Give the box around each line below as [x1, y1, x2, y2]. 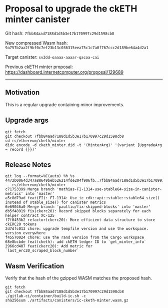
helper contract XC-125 [5, 213, 55, 218]
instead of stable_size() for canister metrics [5, 200, 106, 205]
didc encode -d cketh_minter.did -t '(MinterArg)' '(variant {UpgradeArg [5, 142, 162, 148]
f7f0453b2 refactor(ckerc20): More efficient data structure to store [5, 217, 155, 223]
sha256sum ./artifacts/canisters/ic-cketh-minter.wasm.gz [5, 298, 128, 303]
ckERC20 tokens [5, 222, 37, 227]
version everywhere [5, 231, 46, 236]
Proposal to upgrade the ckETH [5, 3, 137, 15]
